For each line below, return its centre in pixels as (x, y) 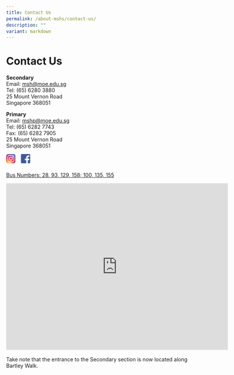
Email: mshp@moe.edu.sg (38, 121)
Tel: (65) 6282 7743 (30, 127)
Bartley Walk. (22, 366)
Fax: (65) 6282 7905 (31, 133)
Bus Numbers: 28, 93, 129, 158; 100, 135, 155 (60, 175)
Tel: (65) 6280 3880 (31, 90)
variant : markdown (29, 31)
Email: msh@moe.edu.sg (36, 84)
